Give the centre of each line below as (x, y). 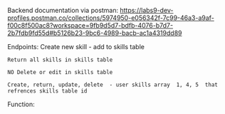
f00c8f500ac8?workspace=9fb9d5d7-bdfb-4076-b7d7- (90, 25)
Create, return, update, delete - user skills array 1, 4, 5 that (113, 85)
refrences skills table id (47, 91)
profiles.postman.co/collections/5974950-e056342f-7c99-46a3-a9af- (111, 18)
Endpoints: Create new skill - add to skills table (76, 47)
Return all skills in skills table (60, 60)
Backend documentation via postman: (63, 10)
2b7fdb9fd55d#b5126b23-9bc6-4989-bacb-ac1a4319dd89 (95, 33)
